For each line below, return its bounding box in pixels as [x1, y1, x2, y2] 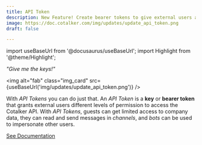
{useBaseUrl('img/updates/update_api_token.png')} [6, 84, 134, 91]
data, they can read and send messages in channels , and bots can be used [6, 114, 192, 122]
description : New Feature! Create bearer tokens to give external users [6, 14, 192, 20]
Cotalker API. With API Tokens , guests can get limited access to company [6, 108, 188, 115]
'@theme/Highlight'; [6, 54, 56, 61]
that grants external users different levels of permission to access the [6, 102, 179, 109]
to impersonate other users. [6, 121, 75, 128]
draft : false [6, 25, 39, 32]
